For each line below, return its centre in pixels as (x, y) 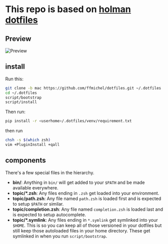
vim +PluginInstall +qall (32, 145)
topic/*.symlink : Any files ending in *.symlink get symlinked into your (85, 220)
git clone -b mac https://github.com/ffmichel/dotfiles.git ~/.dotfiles (83, 88)
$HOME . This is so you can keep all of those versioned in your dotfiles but (87, 225)
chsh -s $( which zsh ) (28, 140)
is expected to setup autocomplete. (49, 214)
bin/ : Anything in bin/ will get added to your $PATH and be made (79, 182)
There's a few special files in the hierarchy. (50, 172)
